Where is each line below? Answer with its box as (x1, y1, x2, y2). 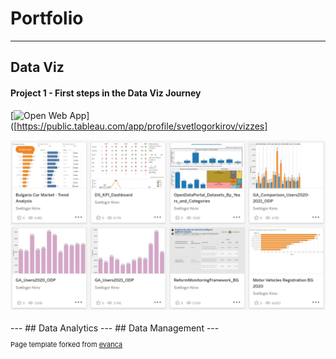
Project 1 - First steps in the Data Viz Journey (10, 87, 202, 99)
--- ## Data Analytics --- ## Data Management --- (10, 322, 220, 334)
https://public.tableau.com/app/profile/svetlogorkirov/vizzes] (16, 120, 268, 132)
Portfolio (10, 7, 84, 30)
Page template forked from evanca (10, 340, 123, 350)
